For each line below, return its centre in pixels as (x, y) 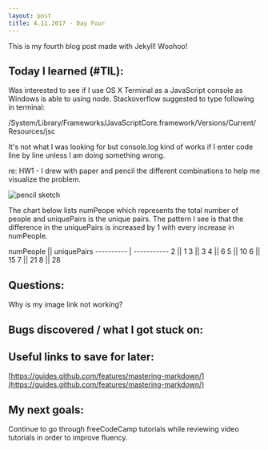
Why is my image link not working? (66, 304)
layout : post (30, 16)
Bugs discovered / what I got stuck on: (106, 329)
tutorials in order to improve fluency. (68, 438)
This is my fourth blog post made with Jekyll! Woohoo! (98, 46)
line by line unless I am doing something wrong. (87, 155)
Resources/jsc (32, 131)
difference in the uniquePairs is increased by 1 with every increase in (121, 227)
